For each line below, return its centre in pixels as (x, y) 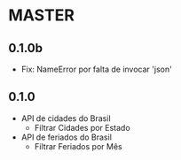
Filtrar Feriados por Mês (78, 146)
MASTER (41, 15)
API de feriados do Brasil (67, 137)
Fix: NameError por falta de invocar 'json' (96, 69)
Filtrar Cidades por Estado (82, 127)
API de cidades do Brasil (66, 118)
